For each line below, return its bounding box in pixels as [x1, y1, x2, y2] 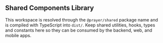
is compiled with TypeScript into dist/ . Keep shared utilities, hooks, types [5, 22, 156, 28]
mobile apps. [5, 32, 32, 38]
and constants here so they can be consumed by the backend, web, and [5, 27, 152, 33]
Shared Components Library [5, 4, 94, 12]
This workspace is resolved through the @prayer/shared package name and [5, 17, 158, 22]
